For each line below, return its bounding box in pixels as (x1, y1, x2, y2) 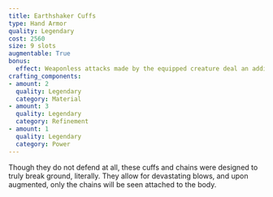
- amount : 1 (8, 125, 49, 133)
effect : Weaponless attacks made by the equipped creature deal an (15, 65, 249, 73)
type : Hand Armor (8, 19, 67, 28)
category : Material (15, 95, 82, 103)
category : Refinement (15, 118, 89, 126)
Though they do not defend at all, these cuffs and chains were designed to (8, 162, 258, 172)
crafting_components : (8, 72, 82, 80)
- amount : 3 (8, 102, 49, 110)
